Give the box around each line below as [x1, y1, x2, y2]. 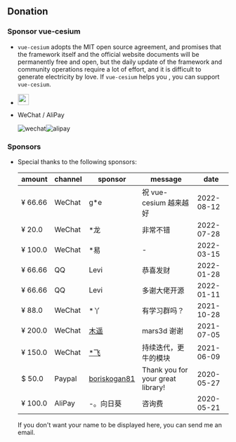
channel [54, 174, 82, 184]
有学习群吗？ [141, 305, 185, 315]
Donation [7, 6, 48, 18]
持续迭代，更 [141, 342, 185, 352]
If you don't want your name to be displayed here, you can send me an [17, 420, 223, 429]
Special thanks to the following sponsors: [17, 157, 137, 166]
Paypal [54, 373, 77, 383]
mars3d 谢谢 [141, 326, 184, 335]
